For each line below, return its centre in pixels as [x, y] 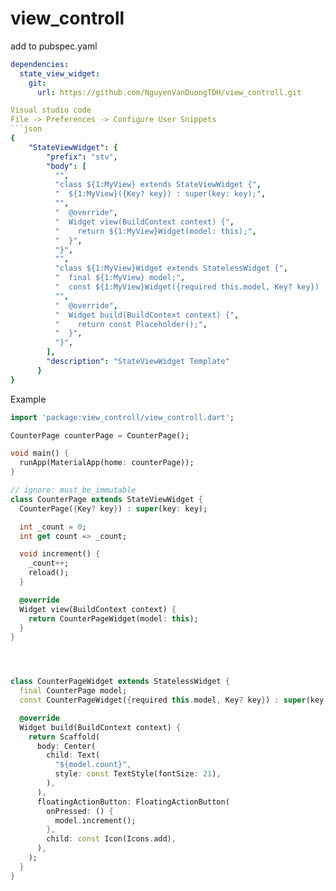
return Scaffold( [64, 737]
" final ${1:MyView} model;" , [120, 278]
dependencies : [40, 64]
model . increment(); [95, 820]
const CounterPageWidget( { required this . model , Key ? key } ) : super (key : [174, 700]
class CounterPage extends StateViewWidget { [106, 499]
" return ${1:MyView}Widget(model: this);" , [155, 231]
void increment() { [60, 554]
